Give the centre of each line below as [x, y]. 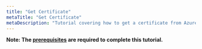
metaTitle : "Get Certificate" [44, 17]
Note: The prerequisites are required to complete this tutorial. [85, 40]
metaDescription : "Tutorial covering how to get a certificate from [94, 23]
